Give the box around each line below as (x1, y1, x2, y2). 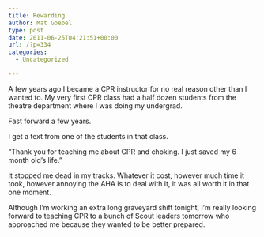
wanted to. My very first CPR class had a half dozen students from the (8, 92, 237, 102)
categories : (8, 48, 47, 56)
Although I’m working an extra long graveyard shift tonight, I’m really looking (8, 202, 257, 212)
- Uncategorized (15, 56, 69, 64)
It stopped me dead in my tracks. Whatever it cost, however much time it (8, 171, 245, 180)
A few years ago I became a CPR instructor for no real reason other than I (8, 84, 247, 93)
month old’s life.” (8, 155, 63, 164)
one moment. (8, 187, 51, 197)
